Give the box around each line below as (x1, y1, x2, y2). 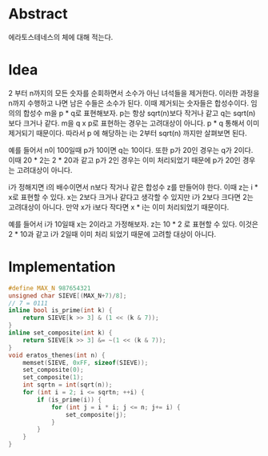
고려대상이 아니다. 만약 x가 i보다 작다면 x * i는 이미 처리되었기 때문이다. (8, 202, 230, 212)
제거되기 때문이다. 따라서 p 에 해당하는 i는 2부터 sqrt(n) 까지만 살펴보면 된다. (8, 128, 248, 138)
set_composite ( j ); (65, 410, 127, 418)
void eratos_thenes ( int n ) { (8, 351, 106, 359)
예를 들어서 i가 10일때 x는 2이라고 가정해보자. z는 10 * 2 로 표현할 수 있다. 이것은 (8, 219, 258, 229)
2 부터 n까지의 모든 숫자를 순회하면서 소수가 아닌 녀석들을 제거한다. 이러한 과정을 (8, 88, 260, 98)
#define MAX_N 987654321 (8, 284, 91, 292)
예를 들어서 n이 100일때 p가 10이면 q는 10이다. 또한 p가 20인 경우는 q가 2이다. (8, 145, 254, 154)
